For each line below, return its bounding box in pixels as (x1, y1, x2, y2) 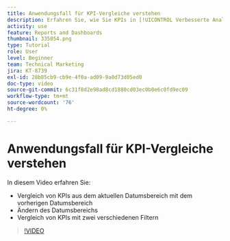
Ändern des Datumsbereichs (16, 206, 98, 214)
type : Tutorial (7, 42, 51, 49)
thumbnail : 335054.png (7, 36, 72, 42)
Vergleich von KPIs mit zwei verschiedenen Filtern (16, 213, 159, 221)
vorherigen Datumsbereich (16, 199, 93, 207)
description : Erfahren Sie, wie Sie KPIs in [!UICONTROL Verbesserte (7, 16, 210, 23)
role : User (7, 49, 38, 55)
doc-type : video (7, 80, 53, 87)
